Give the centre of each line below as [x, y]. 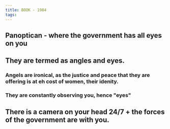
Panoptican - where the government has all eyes [83, 35]
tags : [11, 15]
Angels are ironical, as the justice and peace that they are [78, 75]
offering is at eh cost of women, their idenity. [62, 82]
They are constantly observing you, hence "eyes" [68, 95]
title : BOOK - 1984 [26, 10]
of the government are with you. [57, 120]
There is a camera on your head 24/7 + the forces [85, 112]
